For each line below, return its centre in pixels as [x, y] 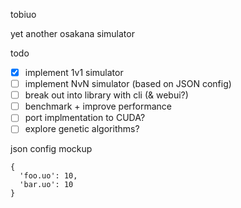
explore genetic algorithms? [82, 129]
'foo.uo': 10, [48, 176]
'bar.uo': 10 [46, 185]
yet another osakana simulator [72, 33]
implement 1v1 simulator [74, 72]
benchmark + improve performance [98, 106]
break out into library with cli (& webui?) [106, 95]
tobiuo [23, 14]
